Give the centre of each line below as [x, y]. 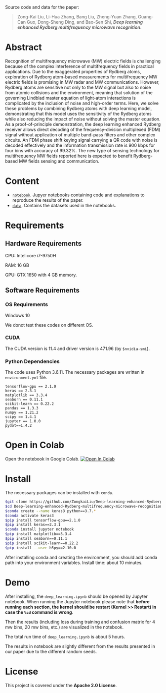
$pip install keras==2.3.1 [33, 525]
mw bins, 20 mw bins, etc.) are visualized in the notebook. [64, 627]
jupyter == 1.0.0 [23, 421]
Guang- [146, 17]
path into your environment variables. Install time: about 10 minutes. [74, 563]
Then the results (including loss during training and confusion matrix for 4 [80, 622]
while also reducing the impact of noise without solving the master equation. [83, 119]
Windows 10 [18, 315]
